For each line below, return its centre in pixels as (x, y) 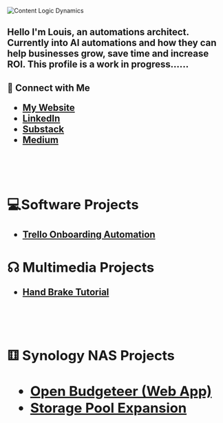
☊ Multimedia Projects (81, 268)
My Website (49, 108)
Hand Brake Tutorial (66, 292)
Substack (43, 129)
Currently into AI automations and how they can (112, 43)
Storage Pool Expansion (108, 408)
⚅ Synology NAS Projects (91, 356)
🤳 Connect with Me (49, 88)
